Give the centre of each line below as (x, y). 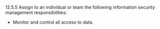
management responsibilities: (36, 12)
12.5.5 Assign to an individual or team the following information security (80, 7)
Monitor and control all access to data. (53, 22)
